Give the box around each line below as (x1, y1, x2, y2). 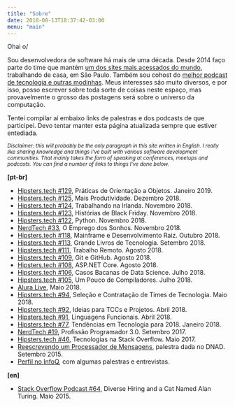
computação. (7, 101, 45, 109)
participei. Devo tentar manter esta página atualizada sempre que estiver (7, 122, 218, 130)
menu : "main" (7, 23, 45, 30)
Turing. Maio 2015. (17, 392, 71, 401)
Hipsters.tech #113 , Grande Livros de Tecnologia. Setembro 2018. (17, 238, 206, 247)
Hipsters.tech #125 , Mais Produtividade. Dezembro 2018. (17, 194, 181, 203)
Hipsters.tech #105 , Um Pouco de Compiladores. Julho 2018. (17, 276, 193, 284)
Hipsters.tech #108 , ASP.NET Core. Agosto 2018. (17, 261, 159, 269)
